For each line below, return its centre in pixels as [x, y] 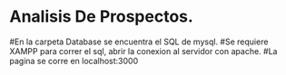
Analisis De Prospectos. [101, 17]
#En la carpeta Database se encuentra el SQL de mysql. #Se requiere [139, 42]
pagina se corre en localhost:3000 [74, 61]
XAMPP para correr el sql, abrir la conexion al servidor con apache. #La [143, 51]
